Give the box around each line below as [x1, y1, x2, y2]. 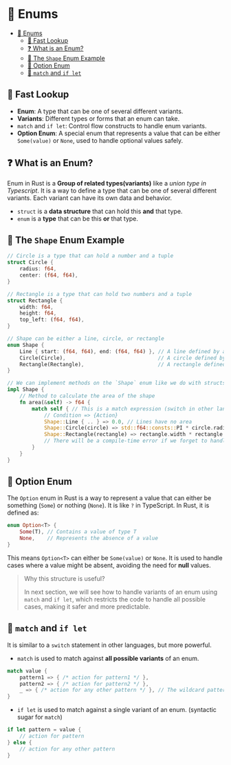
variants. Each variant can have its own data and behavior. [7, 193, 173, 202]
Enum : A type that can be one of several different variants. [16, 107, 184, 115]
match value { [7, 667, 48, 675]
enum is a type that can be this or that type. [16, 214, 139, 223]
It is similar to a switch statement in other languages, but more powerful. [7, 641, 212, 649]
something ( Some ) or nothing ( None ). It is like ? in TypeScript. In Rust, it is [7, 501, 210, 510]
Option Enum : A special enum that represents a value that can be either [16, 129, 221, 137]
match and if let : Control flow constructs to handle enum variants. [16, 121, 208, 130]
